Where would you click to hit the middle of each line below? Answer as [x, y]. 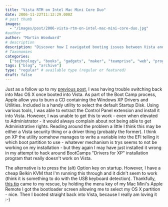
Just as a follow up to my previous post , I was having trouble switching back [84, 89]
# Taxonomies [19, 51]
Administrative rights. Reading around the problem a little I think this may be [83, 126]
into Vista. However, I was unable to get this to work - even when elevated [81, 115]
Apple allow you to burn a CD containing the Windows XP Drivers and [77, 99]
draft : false [19, 75]
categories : [17, 56]
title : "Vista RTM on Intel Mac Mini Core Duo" [56, 10]
